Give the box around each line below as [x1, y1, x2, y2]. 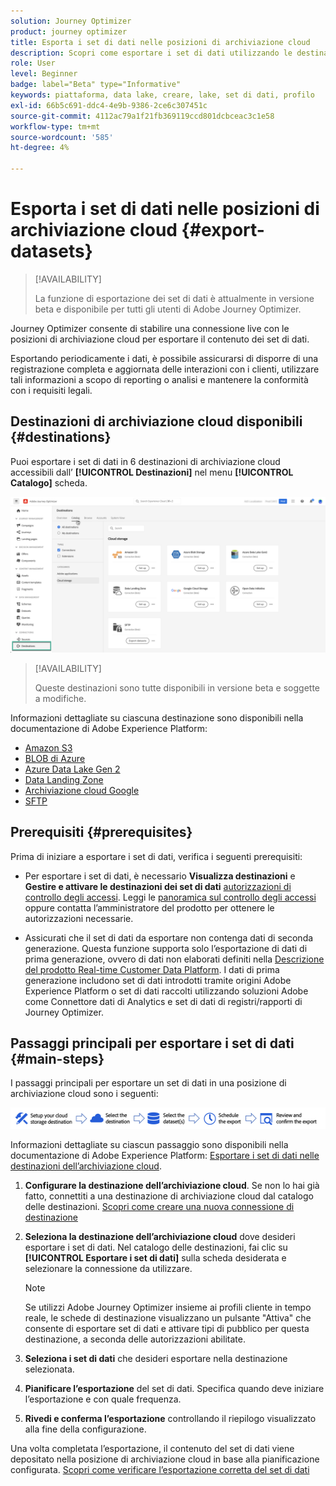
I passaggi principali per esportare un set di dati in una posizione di [10, 1077, 287, 1089]
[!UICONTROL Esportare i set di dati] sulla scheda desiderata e [24, 1251, 287, 1264]
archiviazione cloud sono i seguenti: [10, 1088, 159, 1100]
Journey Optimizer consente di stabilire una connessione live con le [10, 322, 290, 334]
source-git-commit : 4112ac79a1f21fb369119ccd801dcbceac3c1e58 [10, 111, 275, 121]
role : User [10, 58, 56, 69]
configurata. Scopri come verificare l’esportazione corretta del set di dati [10, 1463, 310, 1475]
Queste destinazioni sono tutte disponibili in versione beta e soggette [34, 681, 321, 694]
